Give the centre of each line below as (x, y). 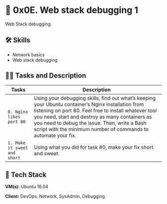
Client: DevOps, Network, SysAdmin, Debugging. (56, 197)
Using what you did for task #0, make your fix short (94, 147)
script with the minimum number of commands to (91, 129)
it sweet (18, 148)
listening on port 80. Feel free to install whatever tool (95, 110)
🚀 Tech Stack (26, 174)
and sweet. (47, 153)
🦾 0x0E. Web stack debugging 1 (72, 10)
